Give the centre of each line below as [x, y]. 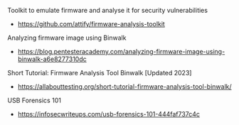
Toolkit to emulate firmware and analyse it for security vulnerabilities [108, 10]
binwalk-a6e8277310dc [52, 59]
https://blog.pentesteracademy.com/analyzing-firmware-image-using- [121, 51]
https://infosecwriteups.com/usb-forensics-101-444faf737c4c [109, 114]
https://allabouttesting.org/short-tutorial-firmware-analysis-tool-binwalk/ [125, 87]
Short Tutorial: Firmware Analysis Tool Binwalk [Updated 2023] [100, 73]
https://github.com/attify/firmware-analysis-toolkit [91, 24]
